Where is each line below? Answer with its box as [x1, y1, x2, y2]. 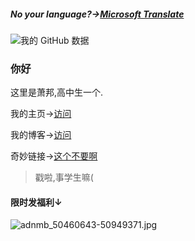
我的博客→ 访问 [10, 129, 72, 141]
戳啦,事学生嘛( [34, 171, 94, 184]
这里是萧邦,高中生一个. [10, 86, 104, 99]
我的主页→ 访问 [10, 108, 72, 120]
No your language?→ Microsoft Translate [10, 8, 185, 20]
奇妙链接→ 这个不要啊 [10, 150, 98, 162]
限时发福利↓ [10, 196, 63, 208]
